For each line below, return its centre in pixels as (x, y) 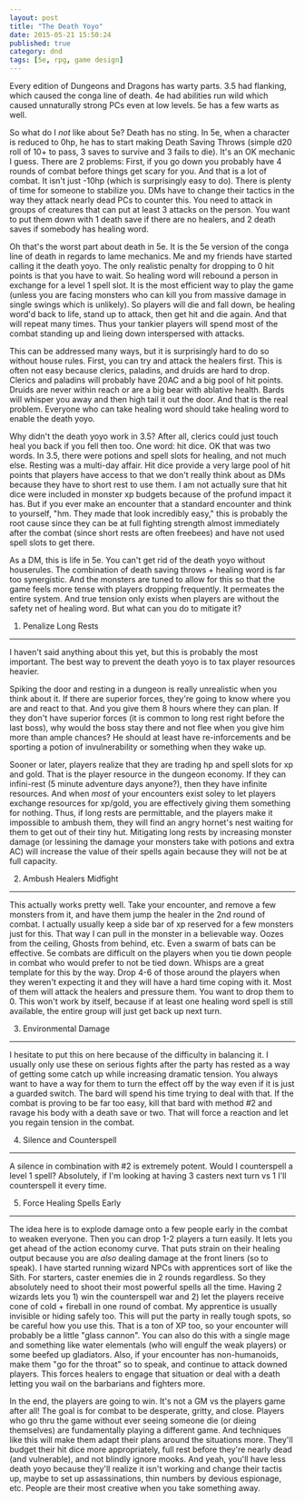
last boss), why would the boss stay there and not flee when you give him (147, 727)
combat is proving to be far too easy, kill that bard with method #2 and (141, 1103)
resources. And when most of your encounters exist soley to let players (143, 793)
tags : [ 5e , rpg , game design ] (67, 60)
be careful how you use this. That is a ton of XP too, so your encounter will (149, 1326)
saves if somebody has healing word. (79, 229)
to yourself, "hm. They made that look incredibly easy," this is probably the (149, 513)
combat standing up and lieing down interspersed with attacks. (127, 333)
